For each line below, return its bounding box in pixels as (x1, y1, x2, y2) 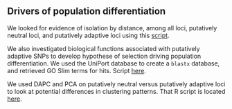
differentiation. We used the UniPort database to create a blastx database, (7, 59, 220, 68)
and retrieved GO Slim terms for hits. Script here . (7, 66, 147, 75)
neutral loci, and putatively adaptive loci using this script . (7, 31, 170, 39)
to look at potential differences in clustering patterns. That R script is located (7, 87, 226, 95)
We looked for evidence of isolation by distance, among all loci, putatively (7, 23, 217, 32)
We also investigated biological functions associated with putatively (7, 44, 200, 52)
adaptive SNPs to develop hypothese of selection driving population (7, 52, 202, 60)
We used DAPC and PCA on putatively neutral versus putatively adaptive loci (7, 79, 226, 88)
